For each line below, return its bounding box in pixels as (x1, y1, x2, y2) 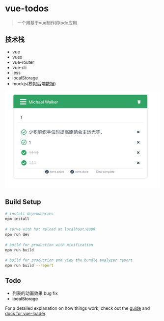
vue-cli (12, 64, 27, 70)
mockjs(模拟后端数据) (12, 80, 56, 86)
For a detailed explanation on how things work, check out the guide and (5, 305, 150, 311)
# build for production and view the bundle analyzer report (5, 258, 133, 263)
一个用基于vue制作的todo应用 (17, 20, 77, 25)
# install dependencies (5, 211, 54, 216)
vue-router (12, 59, 34, 65)
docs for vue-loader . (5, 310, 47, 316)
